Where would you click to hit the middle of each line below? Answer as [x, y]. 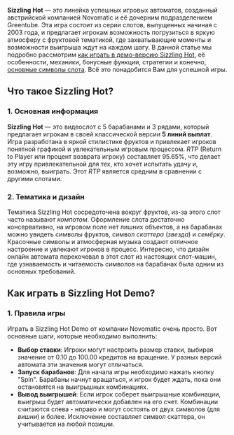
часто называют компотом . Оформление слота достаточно [96, 219]
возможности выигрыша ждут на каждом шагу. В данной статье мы [110, 47]
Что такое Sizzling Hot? [61, 91]
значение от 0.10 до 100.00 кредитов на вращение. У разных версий [119, 357]
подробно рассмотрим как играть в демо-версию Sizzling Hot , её [106, 55]
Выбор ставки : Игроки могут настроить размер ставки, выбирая [115, 350]
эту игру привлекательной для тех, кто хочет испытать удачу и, [103, 164]
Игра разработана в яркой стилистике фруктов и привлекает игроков [112, 141]
